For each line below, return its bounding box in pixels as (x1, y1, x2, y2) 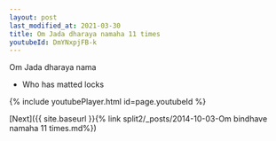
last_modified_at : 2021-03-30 (9, 21, 122, 30)
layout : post (9, 12, 58, 22)
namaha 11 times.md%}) (9, 123, 98, 134)
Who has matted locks (21, 79, 105, 90)
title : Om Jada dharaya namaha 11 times (9, 29, 162, 38)
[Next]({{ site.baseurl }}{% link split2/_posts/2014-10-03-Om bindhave (9, 114, 268, 124)
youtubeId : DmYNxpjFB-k (9, 37, 98, 47)
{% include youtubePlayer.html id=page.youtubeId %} (9, 97, 207, 107)
